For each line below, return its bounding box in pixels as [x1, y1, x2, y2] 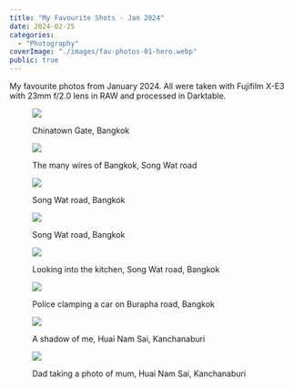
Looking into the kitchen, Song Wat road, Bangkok [32, 264, 220, 274]
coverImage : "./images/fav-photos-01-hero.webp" [9, 47, 198, 56]
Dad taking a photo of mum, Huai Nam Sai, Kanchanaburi [32, 368, 247, 379]
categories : [9, 30, 55, 39]
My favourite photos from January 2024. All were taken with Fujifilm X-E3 [9, 81, 285, 91]
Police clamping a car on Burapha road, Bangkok [32, 299, 216, 310]
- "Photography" [17, 38, 79, 48]
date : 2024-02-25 [9, 22, 76, 31]
